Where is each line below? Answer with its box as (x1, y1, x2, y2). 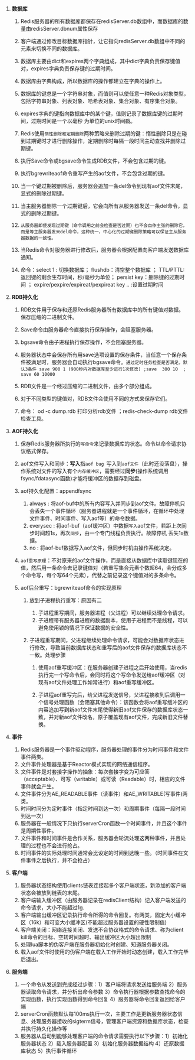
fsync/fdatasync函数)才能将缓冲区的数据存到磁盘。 (20, 475, 145, 482)
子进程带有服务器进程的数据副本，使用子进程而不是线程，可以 (38, 617, 189, 623)
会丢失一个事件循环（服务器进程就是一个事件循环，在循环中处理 (29, 508, 184, 514)
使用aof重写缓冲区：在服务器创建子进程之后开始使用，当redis (38, 664, 187, 671)
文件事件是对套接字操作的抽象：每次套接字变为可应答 (20, 768, 150, 775)
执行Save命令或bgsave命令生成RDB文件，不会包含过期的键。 (20, 157, 170, 164)
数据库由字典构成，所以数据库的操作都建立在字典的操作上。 (20, 77, 166, 84)
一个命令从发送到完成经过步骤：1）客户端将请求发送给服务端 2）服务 (20, 981, 187, 988)
